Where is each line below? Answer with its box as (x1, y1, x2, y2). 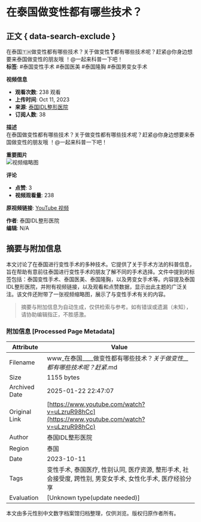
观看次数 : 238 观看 (14, 88, 61, 96)
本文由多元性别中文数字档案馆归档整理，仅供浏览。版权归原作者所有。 (6, 509, 179, 517)
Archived (9, 383, 35, 392)
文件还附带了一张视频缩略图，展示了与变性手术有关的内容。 (22, 291, 169, 298)
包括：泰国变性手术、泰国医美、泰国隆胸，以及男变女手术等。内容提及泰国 (11, 276, 195, 283)
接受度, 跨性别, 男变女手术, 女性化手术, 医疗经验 (53, 475, 186, 483)
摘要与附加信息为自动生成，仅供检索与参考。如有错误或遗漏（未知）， (20, 303, 191, 310)
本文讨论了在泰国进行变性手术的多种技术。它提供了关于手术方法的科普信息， (6, 261, 195, 268)
